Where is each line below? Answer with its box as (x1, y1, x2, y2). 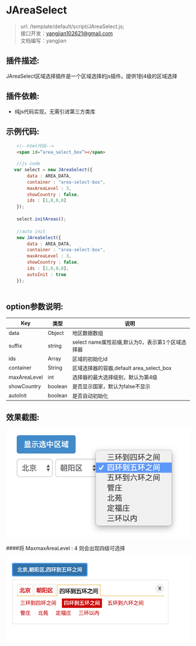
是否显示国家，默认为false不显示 (72, 383, 150, 390)
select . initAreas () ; (16, 216, 66, 222)
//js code (16, 161, 41, 167)
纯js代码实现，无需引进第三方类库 (14, 108, 96, 115)
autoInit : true (27, 271, 66, 278)
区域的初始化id (72, 355, 108, 362)
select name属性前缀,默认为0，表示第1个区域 (72, 338, 181, 346)
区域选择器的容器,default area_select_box (72, 364, 172, 371)
